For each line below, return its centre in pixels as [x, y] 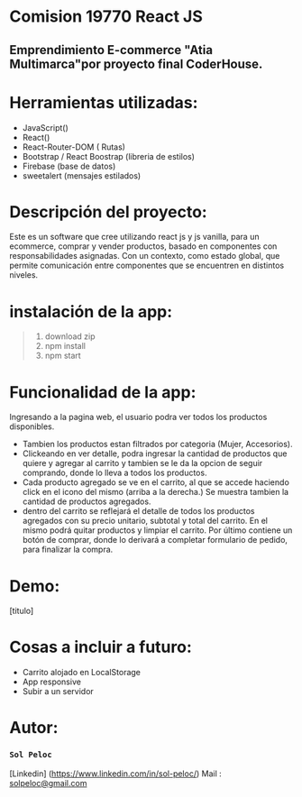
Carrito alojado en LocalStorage [82, 673]
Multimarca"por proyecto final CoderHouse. [136, 64]
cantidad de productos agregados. [87, 501]
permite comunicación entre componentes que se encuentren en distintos [147, 266]
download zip [70, 336]
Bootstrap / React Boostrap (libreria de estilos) [109, 156]
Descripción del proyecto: [108, 211]
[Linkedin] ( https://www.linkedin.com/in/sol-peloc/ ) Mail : [116, 774]
